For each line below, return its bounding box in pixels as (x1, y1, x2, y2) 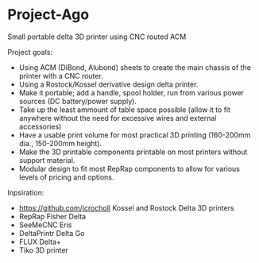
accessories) (18, 122, 62, 131)
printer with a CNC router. (18, 71, 104, 80)
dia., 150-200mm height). (18, 138, 102, 148)
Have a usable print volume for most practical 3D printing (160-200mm (18, 130, 251, 140)
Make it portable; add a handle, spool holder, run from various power (18, 87, 244, 97)
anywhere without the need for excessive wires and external (18, 113, 217, 122)
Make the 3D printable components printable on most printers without (18, 147, 248, 157)
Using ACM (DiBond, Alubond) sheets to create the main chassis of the (18, 62, 252, 72)
